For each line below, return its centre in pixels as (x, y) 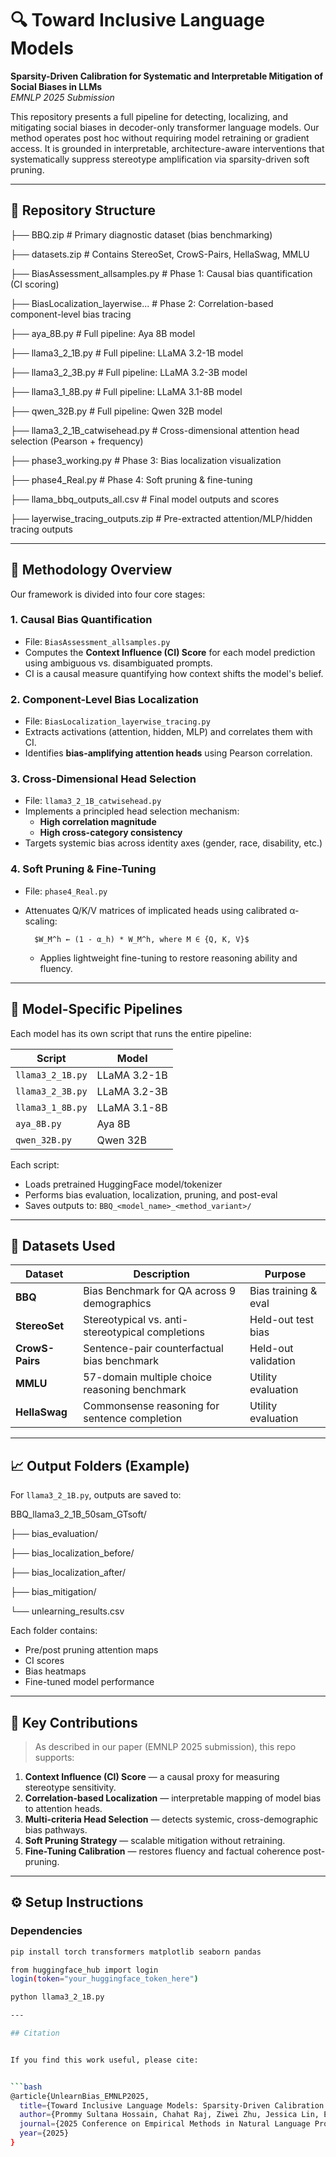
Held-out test (281, 1320)
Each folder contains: (54, 1631)
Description (161, 1274)
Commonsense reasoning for (151, 1406)
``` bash (26, 2087)
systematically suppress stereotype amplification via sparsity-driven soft (160, 159)
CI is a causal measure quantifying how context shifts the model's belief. (174, 673)
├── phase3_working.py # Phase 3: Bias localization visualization (146, 460)
